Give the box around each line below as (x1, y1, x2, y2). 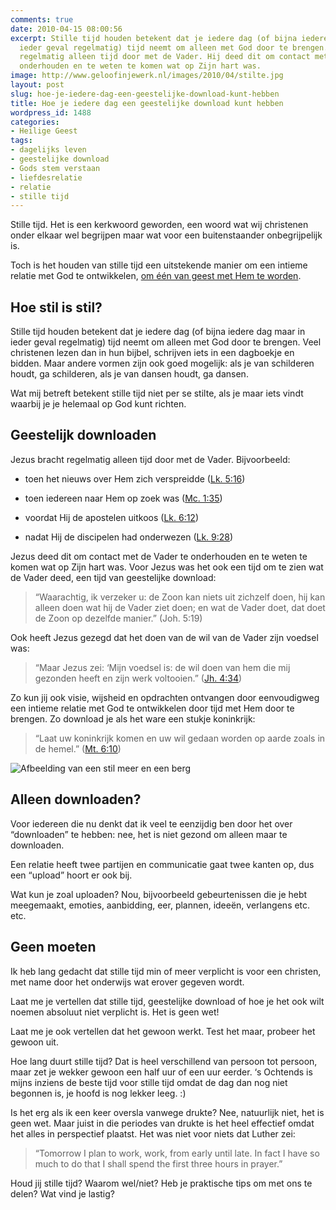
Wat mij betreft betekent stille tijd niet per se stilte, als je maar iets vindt (10, 387, 304, 400)
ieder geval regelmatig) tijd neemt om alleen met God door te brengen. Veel (10, 336, 322, 348)
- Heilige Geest (10, 126, 78, 136)
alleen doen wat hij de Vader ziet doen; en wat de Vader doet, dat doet (34, 601, 326, 613)
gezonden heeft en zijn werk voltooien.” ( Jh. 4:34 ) (34, 672, 243, 684)
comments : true (10, 14, 74, 25)
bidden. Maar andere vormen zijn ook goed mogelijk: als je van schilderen (10, 357, 315, 370)
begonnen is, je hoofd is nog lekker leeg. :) (10, 1087, 187, 1099)
